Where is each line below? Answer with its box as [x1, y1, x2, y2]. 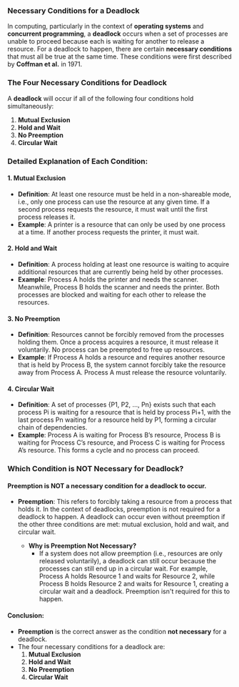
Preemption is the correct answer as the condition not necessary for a [17, 627, 227, 636]
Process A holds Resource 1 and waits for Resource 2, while [39, 572, 215, 580]
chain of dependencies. [17, 423, 88, 432]
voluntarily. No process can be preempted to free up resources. [17, 345, 205, 354]
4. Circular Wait [7, 385, 55, 393]
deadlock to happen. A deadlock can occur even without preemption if [17, 513, 226, 521]
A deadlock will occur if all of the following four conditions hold [7, 94, 194, 102]
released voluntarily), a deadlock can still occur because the [39, 557, 217, 565]
